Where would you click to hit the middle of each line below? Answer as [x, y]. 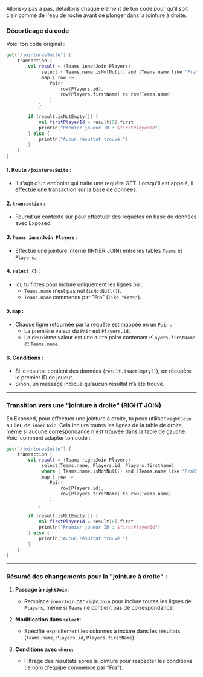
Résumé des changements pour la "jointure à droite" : [87, 577]
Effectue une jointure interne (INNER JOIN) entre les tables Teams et [98, 250]
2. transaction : [26, 203]
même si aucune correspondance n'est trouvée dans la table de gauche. [96, 431]
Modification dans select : [48, 620]
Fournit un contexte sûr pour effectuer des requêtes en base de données [106, 217]
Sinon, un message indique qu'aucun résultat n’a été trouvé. [90, 384]
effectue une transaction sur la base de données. [76, 189]
